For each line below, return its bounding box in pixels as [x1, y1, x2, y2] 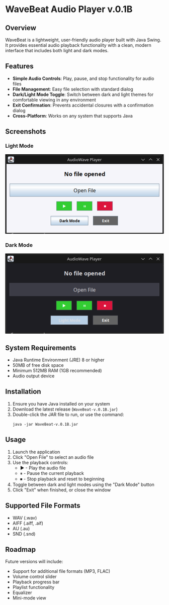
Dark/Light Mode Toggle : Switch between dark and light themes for [12, 91, 154, 97]
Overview [5, 24, 37, 32]
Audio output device [12, 373, 55, 379]
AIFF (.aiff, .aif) [12, 520, 44, 526]
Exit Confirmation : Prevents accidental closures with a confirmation [12, 102, 154, 108]
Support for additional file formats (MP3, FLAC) [12, 568, 111, 574]
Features [5, 62, 34, 71]
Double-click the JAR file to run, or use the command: [12, 411, 124, 418]
